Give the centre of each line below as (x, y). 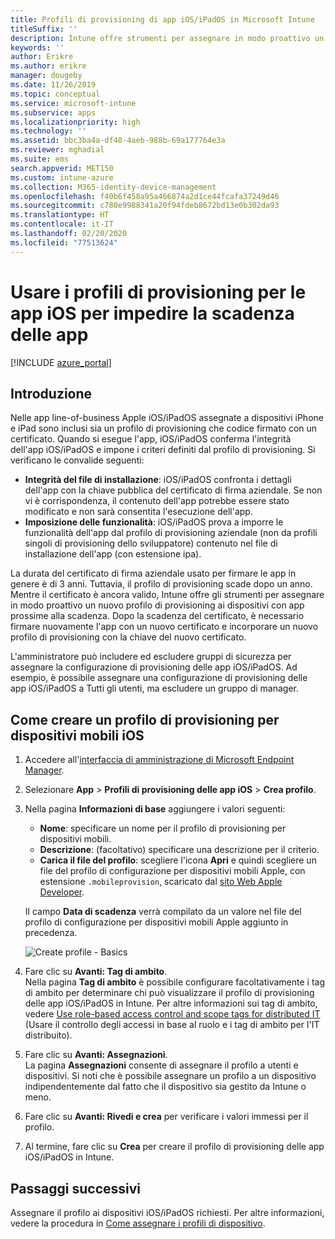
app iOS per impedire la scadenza (152, 313)
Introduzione (51, 393)
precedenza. (51, 933)
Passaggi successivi (76, 1188)
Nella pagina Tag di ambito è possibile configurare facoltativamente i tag (174, 982)
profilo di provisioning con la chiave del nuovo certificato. (128, 637)
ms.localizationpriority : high (75, 122)
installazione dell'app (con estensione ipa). (113, 554)
